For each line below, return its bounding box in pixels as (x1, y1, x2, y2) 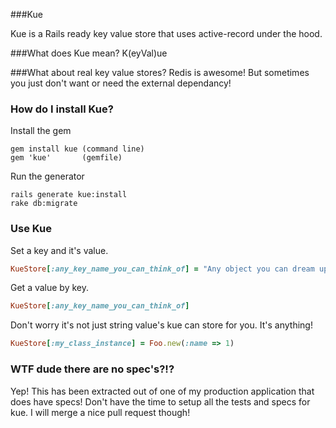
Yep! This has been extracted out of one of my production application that (10, 385, 315, 397)
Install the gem (10, 125, 72, 137)
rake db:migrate (10, 199, 78, 209)
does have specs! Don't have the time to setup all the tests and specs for (10, 395, 311, 408)
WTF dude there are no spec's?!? (10, 362, 175, 376)
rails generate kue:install (10, 190, 128, 200)
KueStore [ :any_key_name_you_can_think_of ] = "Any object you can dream (10, 264, 315, 274)
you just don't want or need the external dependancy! (10, 77, 232, 89)
